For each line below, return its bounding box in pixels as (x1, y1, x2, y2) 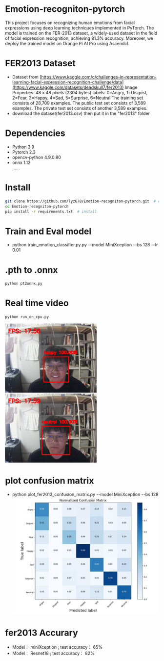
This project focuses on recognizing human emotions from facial (5, 20, 135, 26)
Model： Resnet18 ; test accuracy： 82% (12, 650, 95, 656)
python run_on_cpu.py (5, 315, 49, 319)
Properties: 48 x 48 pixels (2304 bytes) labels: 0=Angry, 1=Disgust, (12, 89, 148, 95)
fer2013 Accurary (5, 627, 78, 638)
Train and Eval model (5, 226, 92, 237)
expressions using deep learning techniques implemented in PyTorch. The (5, 25, 154, 30)
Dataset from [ (12, 74, 41, 79)
